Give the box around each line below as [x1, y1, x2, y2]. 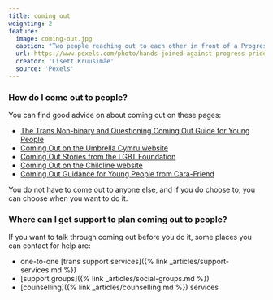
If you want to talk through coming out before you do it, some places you [8, 233, 252, 242]
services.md [19, 265, 63, 275]
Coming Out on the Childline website [19, 160, 144, 171]
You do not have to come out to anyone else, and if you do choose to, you [8, 185, 256, 195]
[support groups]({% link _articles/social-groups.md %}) [19, 274, 210, 284]
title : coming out [8, 11, 71, 20]
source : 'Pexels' [15, 65, 75, 73]
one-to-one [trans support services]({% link [19, 257, 168, 267]
